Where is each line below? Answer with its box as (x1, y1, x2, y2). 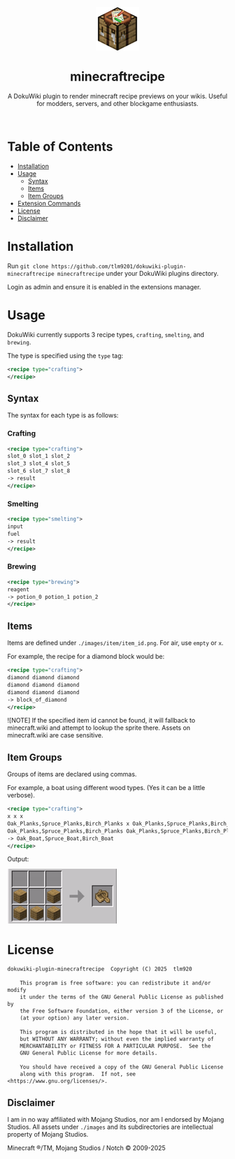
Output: (7, 855, 29, 863)
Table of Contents (7, 139, 113, 155)
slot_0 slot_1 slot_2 (7, 452, 71, 460)
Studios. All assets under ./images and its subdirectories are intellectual (7, 1123, 213, 1131)
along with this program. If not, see (20, 1071, 136, 1078)
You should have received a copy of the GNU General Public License (20, 1064, 224, 1071)
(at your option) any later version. (20, 1015, 130, 1022)
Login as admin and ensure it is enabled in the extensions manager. (7, 282, 201, 291)
